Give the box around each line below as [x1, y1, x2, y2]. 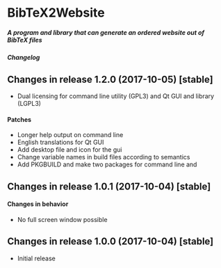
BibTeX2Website [7, 5, 106, 21]
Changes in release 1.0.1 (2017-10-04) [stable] [7, 180, 211, 192]
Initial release [17, 254, 56, 262]
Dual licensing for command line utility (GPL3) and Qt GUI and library [17, 92, 214, 100]
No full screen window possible [17, 215, 108, 223]
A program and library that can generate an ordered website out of [7, 28, 205, 36]
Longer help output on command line [17, 131, 124, 139]
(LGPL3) [17, 99, 42, 107]
